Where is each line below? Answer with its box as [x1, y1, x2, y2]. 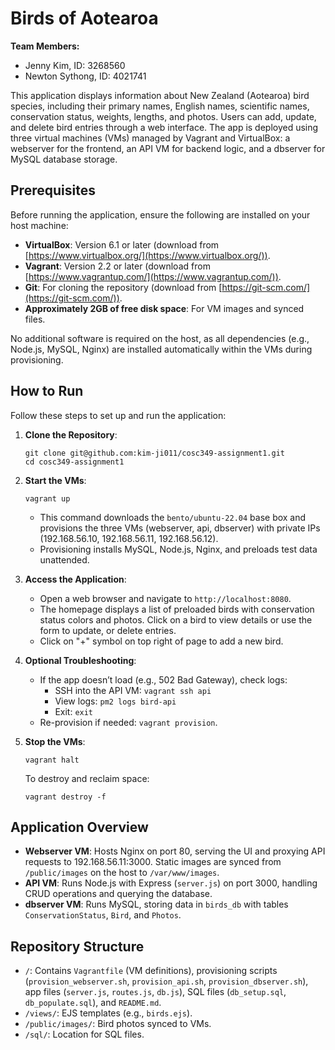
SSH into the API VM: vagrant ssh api [54, 684, 212, 696]
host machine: [10, 219, 69, 231]
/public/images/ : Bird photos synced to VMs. [24, 1018, 212, 1030]
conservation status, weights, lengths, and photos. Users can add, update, [10, 110, 317, 122]
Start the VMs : [24, 474, 87, 486]
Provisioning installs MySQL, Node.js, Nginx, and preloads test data [39, 543, 318, 555]
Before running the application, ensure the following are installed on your [10, 208, 311, 221]
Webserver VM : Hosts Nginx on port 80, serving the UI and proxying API [24, 845, 326, 857]
